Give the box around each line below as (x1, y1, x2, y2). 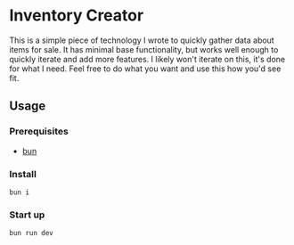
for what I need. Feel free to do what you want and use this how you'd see (9, 63, 282, 74)
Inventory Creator (9, 5, 144, 26)
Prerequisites (9, 126, 69, 138)
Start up (9, 208, 45, 221)
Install (9, 167, 37, 180)
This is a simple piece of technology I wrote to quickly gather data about (9, 35, 274, 45)
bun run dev (9, 229, 53, 238)
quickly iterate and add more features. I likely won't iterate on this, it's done (9, 53, 286, 64)
